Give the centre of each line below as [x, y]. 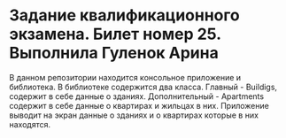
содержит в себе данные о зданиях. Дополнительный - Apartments [136, 96]
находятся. [30, 124]
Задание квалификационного [125, 15]
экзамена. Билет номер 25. [115, 34]
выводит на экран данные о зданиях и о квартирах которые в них [134, 115]
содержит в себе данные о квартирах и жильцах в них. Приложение [139, 105]
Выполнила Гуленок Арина [114, 53]
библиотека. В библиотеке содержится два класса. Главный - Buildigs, [143, 87]
